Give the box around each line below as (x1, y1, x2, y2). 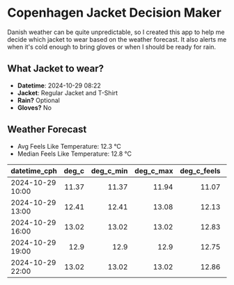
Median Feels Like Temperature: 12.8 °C (17, 149, 132, 158)
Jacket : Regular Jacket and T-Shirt (17, 88, 118, 97)
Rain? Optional (17, 96, 61, 104)
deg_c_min (91, 165, 128, 175)
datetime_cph (10, 165, 58, 175)
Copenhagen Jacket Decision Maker (7, 5, 221, 21)
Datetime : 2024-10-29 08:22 (17, 81, 101, 90)
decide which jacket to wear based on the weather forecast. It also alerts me (7, 35, 227, 43)
